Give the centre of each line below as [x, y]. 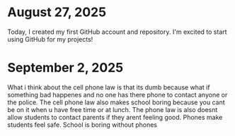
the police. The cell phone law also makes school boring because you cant [116, 102]
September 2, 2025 [65, 68]
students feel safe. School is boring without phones [82, 125]
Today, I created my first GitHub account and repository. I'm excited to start [117, 32]
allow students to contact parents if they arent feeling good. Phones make [115, 117]
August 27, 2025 [57, 12]
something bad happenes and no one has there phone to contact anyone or [117, 94]
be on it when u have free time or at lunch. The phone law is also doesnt [113, 109]
